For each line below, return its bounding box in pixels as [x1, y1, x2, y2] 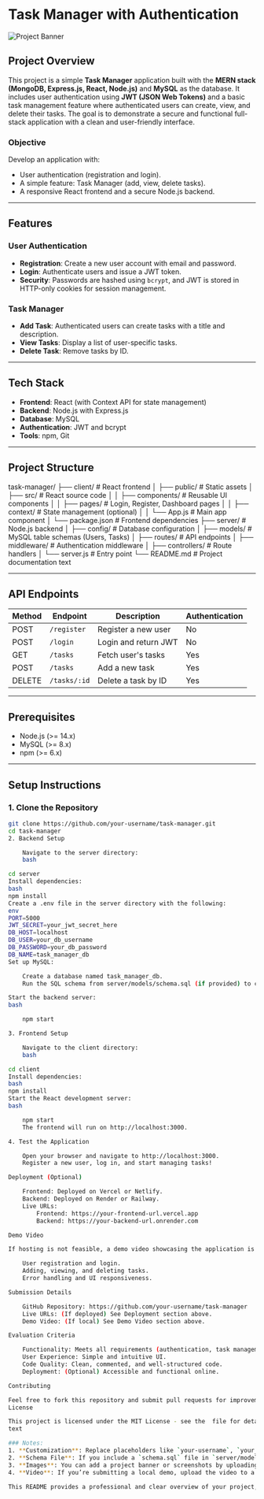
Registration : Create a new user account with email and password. [19, 258, 237, 268]
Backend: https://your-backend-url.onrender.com [36, 1217, 199, 1225]
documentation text [8, 557, 71, 566]
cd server [8, 870, 41, 878]
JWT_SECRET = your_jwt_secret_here [8, 922, 118, 929]
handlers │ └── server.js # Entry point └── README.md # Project [8, 549, 223, 558]
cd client [8, 1065, 41, 1073]
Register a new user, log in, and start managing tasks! [22, 1159, 213, 1167]
